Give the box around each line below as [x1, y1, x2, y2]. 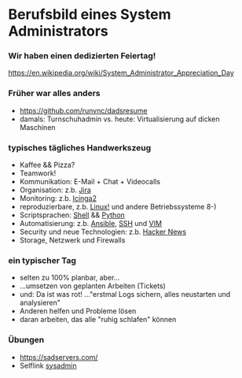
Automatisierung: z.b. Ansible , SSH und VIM [19, 219, 163, 228]
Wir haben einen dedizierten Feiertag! [8, 50, 156, 61]
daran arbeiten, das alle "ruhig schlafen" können [19, 315, 177, 324]
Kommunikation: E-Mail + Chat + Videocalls [19, 177, 161, 187]
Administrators [8, 22, 108, 40]
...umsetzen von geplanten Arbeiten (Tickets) [19, 281, 167, 291]
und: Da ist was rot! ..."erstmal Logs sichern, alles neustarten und [19, 290, 231, 299]
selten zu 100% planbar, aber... [19, 273, 120, 283]
